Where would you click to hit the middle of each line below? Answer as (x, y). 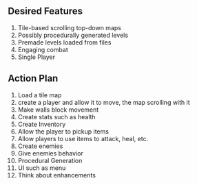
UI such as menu (42, 168)
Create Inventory (42, 124)
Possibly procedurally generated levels (73, 35)
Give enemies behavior (50, 153)
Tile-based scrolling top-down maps (69, 27)
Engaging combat (43, 49)
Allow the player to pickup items (63, 131)
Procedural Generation (50, 160)
